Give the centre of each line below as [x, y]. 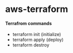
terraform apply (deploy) [38, 40]
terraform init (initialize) [37, 34]
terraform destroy [31, 45]
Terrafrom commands [28, 23]
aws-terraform [37, 9]
